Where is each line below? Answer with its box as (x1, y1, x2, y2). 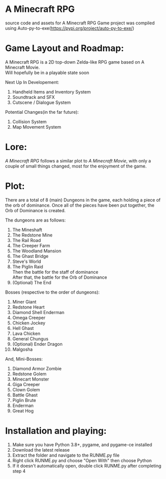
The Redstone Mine (12, 232, 53, 238)
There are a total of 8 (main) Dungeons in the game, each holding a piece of (5, 197, 161, 203)
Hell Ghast (12, 325, 34, 331)
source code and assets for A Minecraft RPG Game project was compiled (5, 20, 155, 26)
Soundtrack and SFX (12, 94, 55, 100)
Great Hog (12, 407, 34, 413)
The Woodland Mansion (12, 247, 61, 254)
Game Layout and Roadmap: (5, 43, 124, 54)
